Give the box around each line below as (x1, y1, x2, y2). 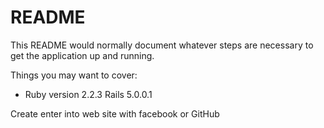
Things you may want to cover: (10, 69, 138, 81)
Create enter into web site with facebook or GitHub (10, 107, 220, 120)
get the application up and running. (10, 49, 155, 61)
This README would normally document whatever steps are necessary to (10, 39, 314, 51)
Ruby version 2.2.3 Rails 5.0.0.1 (24, 88, 153, 100)
